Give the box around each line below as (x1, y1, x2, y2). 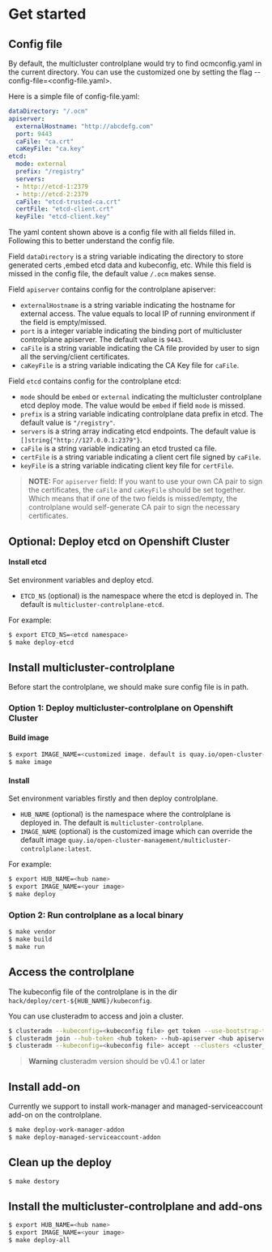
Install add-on (8, 1079, 81, 1094)
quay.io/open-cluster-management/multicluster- (67, 836, 232, 845)
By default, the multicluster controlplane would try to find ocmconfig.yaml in (8, 58, 262, 68)
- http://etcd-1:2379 (15, 182, 89, 190)
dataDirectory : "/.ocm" (8, 107, 89, 115)
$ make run (8, 943, 45, 951)
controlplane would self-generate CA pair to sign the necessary (28, 502, 240, 512)
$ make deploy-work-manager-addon (8, 1126, 125, 1134)
